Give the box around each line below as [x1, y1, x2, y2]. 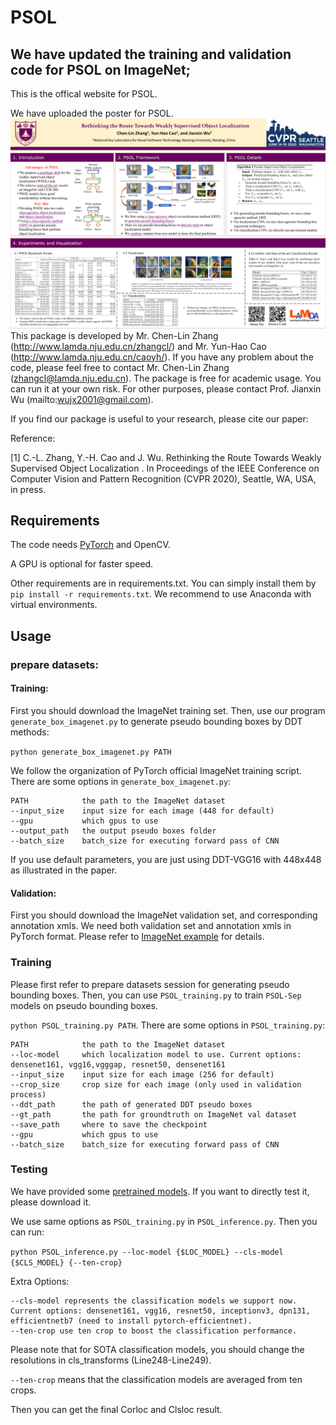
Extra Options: [10, 1275, 70, 1287]
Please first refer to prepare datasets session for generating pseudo [10, 978, 290, 990]
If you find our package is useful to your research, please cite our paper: [10, 412, 309, 425]
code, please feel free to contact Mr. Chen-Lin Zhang [10, 361, 230, 373]
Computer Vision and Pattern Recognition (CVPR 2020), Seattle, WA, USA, [10, 472, 317, 485]
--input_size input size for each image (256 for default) [10, 1069, 275, 1080]
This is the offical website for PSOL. [10, 88, 158, 100]
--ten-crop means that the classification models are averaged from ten [10, 1373, 303, 1385]
